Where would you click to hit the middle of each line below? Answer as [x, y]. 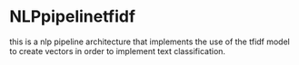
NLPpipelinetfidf [73, 17]
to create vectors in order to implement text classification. [117, 51]
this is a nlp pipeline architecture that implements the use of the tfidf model [150, 42]
